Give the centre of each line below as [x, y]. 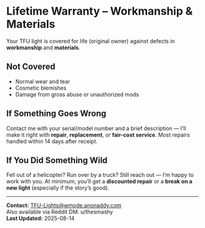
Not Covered [31, 67]
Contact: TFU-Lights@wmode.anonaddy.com [64, 205]
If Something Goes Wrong [56, 114]
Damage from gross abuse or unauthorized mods [77, 94]
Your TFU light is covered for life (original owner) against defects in [91, 41]
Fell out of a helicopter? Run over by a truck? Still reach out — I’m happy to [100, 175]
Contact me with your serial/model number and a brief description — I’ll [96, 128]
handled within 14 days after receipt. [52, 141]
